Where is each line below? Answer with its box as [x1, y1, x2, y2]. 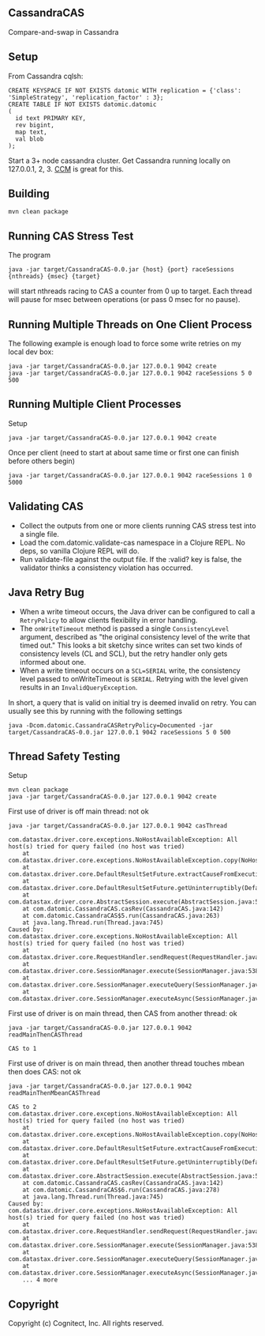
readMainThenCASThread [8, 1031, 83, 1039]
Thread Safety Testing [8, 749, 121, 763]
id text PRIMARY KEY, [15, 114, 87, 122]
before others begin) [8, 456, 76, 466]
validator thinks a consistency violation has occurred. [19, 563, 193, 572]
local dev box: [8, 347, 54, 357]
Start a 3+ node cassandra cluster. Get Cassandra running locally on [8, 156, 231, 165]
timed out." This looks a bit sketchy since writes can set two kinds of [19, 640, 243, 650]
